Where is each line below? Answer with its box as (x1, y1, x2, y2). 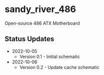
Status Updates (5, 35, 55, 43)
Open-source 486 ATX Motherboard (5, 20, 80, 26)
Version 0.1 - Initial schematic (19, 53, 80, 59)
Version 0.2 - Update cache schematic (19, 64, 99, 70)
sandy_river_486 (5, 4, 76, 15)
